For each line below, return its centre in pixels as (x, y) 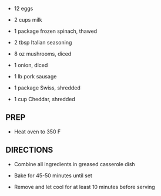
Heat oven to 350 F (37, 132)
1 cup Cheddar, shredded (45, 99)
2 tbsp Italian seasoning (43, 42)
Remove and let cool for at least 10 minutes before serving (84, 187)
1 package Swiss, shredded (47, 88)
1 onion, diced (31, 65)
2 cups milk (28, 20)
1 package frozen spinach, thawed (56, 31)
